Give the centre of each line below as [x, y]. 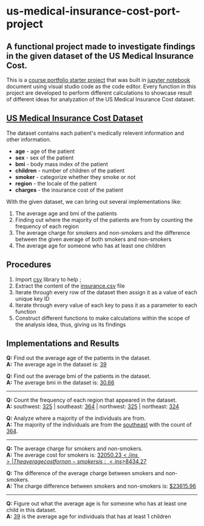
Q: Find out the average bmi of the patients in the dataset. [79, 376]
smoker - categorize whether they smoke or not [75, 177]
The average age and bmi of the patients [66, 213]
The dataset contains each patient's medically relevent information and [95, 133]
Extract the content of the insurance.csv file [70, 286]
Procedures [29, 265]
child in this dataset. [31, 510]
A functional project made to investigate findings [101, 46]
